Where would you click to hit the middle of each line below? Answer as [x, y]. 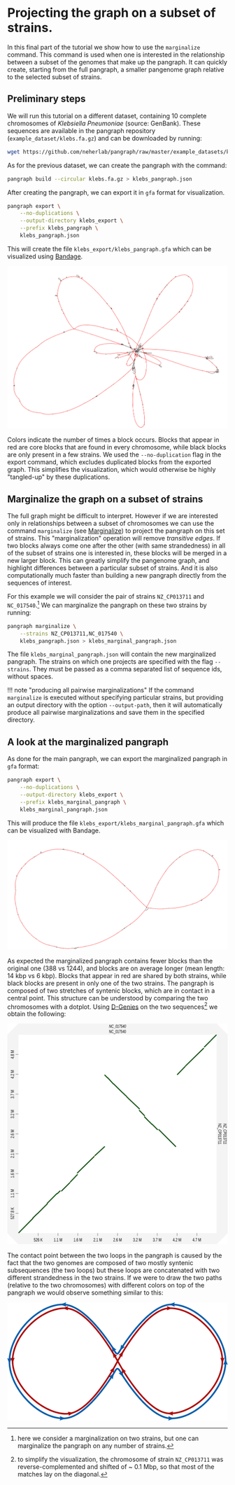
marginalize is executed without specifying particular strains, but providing [115, 697]
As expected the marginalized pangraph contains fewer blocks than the [110, 961]
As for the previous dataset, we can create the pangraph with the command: [117, 165]
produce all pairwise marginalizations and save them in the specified [106, 713]
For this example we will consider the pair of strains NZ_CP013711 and [106, 597]
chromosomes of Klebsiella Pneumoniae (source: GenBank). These [104, 123]
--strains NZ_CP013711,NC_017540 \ [72, 634]
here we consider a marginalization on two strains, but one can [108, 1438]
